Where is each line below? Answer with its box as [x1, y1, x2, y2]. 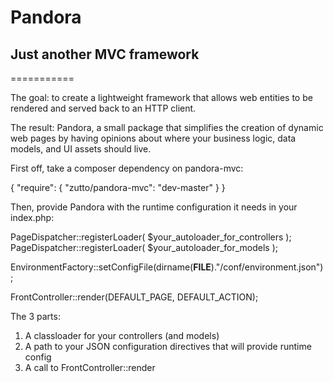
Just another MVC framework [10, 46, 200, 63]
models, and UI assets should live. [10, 143, 152, 155]
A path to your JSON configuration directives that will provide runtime [24, 341, 312, 352]
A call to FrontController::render [24, 362, 156, 373]
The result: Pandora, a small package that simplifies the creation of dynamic [10, 122, 324, 133]
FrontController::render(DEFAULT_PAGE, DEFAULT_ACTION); [10, 291, 259, 303]
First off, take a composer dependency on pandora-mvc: [10, 162, 244, 174]
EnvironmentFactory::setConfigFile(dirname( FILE [10, 261, 212, 273]
